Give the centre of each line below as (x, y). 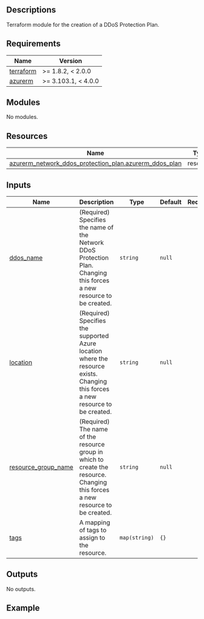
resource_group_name (42, 467)
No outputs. (21, 589)
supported (94, 336)
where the (93, 359)
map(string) (137, 538)
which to (92, 459)
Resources (27, 136)
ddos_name (26, 258)
